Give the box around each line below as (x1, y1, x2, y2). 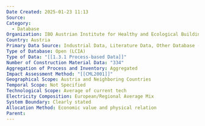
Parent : (6, 110, 26, 116)
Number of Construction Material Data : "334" (6, 59, 124, 65)
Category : (6, 20, 32, 26)
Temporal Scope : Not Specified (6, 82, 86, 88)
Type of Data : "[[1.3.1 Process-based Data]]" (6, 54, 127, 60)
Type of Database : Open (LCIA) (6, 48, 86, 55)
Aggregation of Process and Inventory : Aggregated (6, 65, 138, 71)
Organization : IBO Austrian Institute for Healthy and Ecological (6, 31, 179, 38)
